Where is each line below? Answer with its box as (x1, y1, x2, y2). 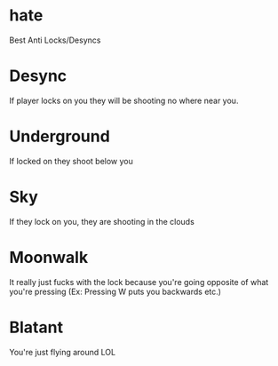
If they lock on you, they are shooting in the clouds (9, 216, 195, 227)
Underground (9, 126, 111, 147)
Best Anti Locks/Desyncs (9, 35, 101, 45)
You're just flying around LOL (9, 346, 116, 357)
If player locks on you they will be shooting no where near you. (9, 95, 239, 106)
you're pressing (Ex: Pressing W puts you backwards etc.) (9, 286, 222, 297)
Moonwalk (9, 247, 89, 267)
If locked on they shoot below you (9, 155, 133, 166)
